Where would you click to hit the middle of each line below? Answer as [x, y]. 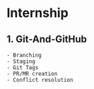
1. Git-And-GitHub [47, 39]
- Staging [21, 61]
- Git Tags [23, 68]
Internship [37, 13]
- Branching [24, 55]
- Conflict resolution [40, 80]
